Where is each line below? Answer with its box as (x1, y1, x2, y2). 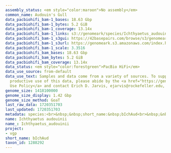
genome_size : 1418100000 (5, 88, 58, 93)
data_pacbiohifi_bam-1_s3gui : (5, 36, 70, 41)
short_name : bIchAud (5, 136, 49, 141)
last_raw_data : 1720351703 (5, 103, 63, 108)
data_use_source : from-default (5, 69, 72, 74)
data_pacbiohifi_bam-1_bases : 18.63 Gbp (5, 17, 93, 22)
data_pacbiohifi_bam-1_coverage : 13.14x (5, 27, 93, 32)
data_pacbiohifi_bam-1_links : (5, 31, 70, 36)
